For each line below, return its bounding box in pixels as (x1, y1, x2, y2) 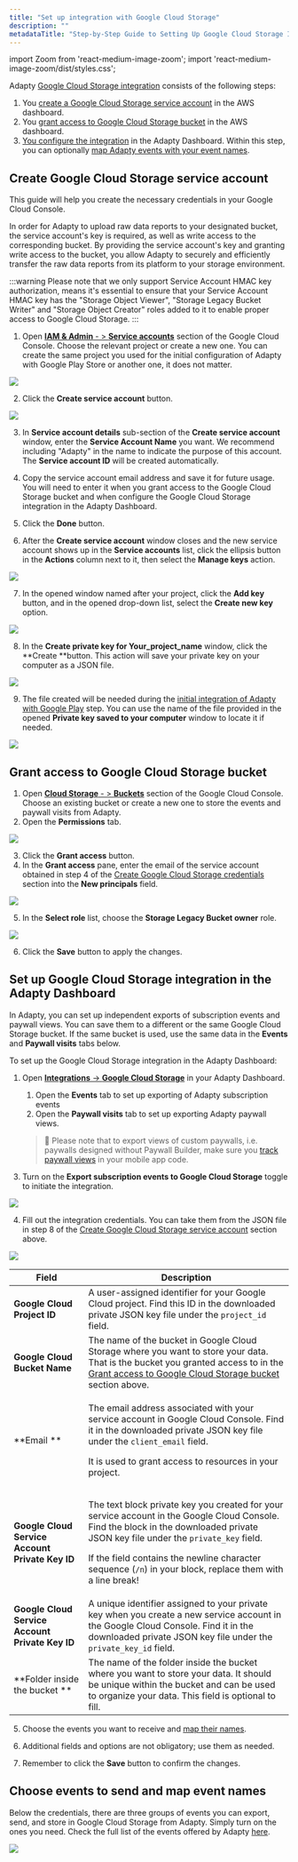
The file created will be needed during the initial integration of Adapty (21, 694, 277, 705)
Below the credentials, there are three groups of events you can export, (9, 1807, 271, 1818)
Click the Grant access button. (21, 851, 135, 860)
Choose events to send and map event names (9, 1784, 267, 1799)
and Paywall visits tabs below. (9, 1037, 122, 1049)
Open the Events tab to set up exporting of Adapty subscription (35, 1090, 269, 1100)
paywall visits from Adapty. (21, 807, 122, 818)
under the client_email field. (88, 1434, 208, 1447)
